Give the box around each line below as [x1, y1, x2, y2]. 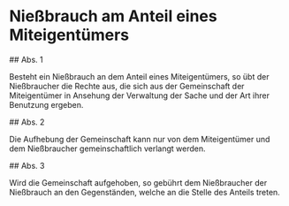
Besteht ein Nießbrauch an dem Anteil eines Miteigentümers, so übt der [9, 71, 270, 81]
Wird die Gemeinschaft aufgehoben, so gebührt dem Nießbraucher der [9, 177, 268, 187]
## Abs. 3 [9, 160, 45, 171]
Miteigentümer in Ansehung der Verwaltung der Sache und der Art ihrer [9, 90, 270, 101]
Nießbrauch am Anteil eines [9, 6, 218, 27]
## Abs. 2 [9, 117, 45, 127]
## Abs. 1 [9, 54, 43, 65]
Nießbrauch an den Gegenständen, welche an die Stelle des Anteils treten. [9, 187, 280, 197]
